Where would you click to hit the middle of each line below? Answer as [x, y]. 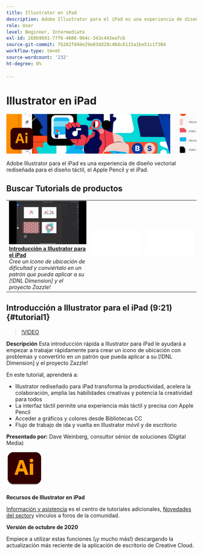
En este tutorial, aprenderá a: [42, 374]
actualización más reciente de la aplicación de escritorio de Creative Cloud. [100, 545]
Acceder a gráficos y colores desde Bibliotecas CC [79, 418]
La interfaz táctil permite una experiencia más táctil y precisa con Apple [104, 405]
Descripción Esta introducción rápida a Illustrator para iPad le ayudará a [96, 344]
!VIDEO [30, 332]
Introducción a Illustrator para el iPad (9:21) [89, 308]
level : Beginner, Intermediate [46, 32]
